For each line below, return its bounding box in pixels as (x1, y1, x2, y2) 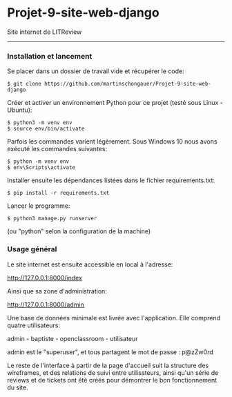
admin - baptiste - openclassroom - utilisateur (7, 334, 138, 342)
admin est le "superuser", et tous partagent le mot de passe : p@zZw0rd (7, 347, 214, 356)
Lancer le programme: (7, 202, 70, 210)
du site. (7, 383, 29, 391)
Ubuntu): (7, 106, 32, 115)
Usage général (7, 244, 57, 254)
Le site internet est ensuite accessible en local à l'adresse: (7, 260, 173, 269)
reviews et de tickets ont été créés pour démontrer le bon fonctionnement (7, 376, 217, 384)
